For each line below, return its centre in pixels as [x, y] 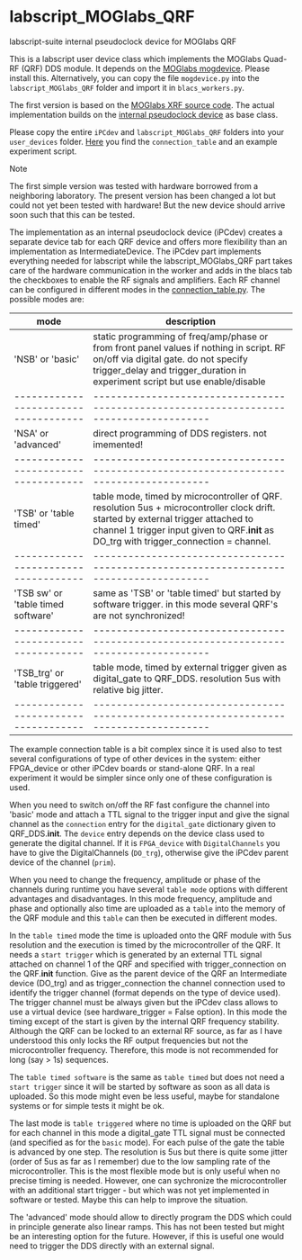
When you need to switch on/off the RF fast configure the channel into [140, 805]
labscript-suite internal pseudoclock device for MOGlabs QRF [123, 41]
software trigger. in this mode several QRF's [186, 604]
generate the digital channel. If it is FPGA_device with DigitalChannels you [145, 842]
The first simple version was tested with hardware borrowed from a [134, 185]
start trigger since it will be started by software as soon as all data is [140, 1086]
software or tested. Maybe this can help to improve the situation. [129, 1200]
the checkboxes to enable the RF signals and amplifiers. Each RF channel [145, 280]
